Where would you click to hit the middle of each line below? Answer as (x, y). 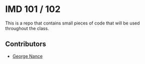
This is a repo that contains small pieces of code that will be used (72, 23)
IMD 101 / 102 (33, 9)
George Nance (27, 56)
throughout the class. (27, 28)
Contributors (26, 44)
